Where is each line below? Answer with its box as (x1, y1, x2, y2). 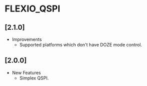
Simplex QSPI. (19, 75, 49, 81)
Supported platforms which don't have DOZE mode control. (19, 42, 142, 48)
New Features (12, 69, 41, 75)
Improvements (12, 36, 42, 42)
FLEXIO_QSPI (5, 3, 61, 15)
